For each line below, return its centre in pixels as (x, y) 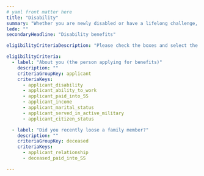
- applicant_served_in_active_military (73, 113)
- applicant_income (47, 102)
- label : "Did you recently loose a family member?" (80, 130)
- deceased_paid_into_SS (54, 158)
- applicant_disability (53, 85)
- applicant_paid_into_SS (55, 96)
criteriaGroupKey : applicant (54, 74)
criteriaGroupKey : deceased (53, 141)
